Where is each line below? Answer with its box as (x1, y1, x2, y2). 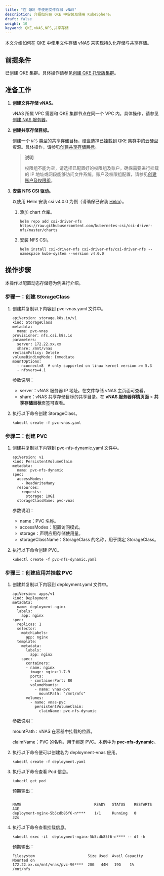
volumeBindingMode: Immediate (12, 354, 75, 359)
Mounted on (12, 858, 35, 863)
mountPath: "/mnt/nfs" (39, 691, 86, 697)
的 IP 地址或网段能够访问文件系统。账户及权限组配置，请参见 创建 (24, 171, 157, 177)
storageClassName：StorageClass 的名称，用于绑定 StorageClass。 (19, 536, 159, 543)
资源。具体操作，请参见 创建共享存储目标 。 (12, 144, 99, 150)
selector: (17, 626, 37, 631)
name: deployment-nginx (17, 604, 66, 610)
